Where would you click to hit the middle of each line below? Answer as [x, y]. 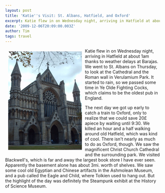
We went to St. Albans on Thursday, [121, 67]
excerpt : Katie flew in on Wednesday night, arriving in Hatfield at [78, 21]
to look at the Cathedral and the [117, 72]
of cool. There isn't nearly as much [120, 139]
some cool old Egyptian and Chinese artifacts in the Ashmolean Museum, [79, 170]
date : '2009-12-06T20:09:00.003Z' [41, 26]
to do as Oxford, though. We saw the [122, 144]
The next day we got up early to [117, 108]
